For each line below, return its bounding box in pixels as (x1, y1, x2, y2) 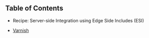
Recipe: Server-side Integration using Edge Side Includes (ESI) (12, 17, 144, 23)
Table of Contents (5, 4, 64, 13)
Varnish (12, 27, 29, 33)
